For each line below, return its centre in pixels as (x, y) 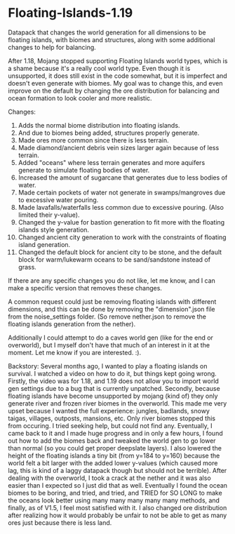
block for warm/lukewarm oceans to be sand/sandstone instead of (114, 259)
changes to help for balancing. (52, 47)
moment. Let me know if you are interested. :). (75, 352)
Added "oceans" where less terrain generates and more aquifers (112, 162)
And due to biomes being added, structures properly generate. (109, 133)
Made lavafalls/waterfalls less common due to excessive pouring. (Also (121, 207)
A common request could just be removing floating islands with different (112, 301)
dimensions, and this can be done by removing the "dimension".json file (112, 309)
